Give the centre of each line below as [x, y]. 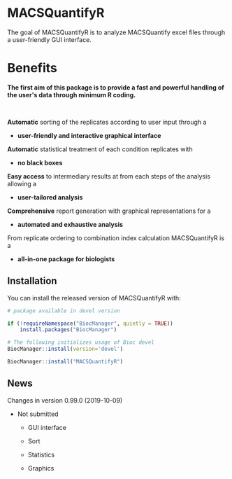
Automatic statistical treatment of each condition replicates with [100, 149]
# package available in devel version [64, 311]
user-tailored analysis [50, 197]
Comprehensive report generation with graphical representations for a [109, 211]
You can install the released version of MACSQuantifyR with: [94, 298]
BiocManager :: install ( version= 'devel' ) [65, 349]
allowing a [22, 183]
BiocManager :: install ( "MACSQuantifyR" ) [65, 362]
